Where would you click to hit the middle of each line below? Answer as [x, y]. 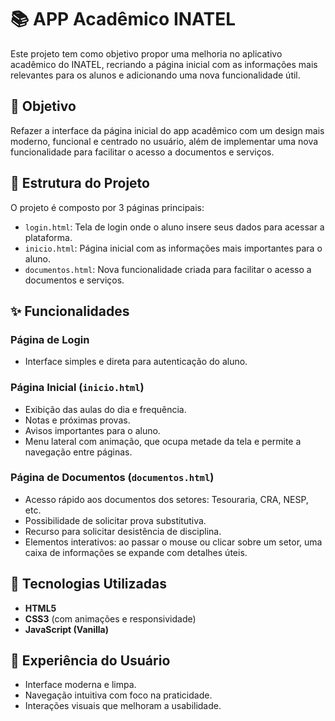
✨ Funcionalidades [70, 311]
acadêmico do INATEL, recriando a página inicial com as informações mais [164, 64]
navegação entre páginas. [78, 452]
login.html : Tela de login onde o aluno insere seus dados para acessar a [174, 227]
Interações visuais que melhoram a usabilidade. [123, 706]
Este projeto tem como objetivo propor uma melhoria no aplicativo [146, 53]
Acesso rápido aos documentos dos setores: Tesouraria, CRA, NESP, [166, 499]
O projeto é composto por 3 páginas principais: [107, 207]
